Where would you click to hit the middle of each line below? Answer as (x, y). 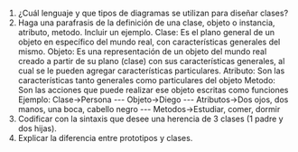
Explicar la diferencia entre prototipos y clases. (105, 138)
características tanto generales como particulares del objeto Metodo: (146, 80)
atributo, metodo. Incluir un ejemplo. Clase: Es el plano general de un (146, 32)
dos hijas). (37, 128)
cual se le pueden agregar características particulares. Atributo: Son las (151, 71)
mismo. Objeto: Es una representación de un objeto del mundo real (142, 52)
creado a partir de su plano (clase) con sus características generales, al (151, 61)
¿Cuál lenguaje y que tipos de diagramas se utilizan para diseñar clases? (153, 13)
